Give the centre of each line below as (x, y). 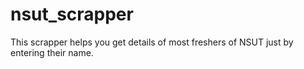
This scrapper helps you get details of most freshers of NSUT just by (152, 42)
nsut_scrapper (72, 14)
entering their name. (52, 52)
